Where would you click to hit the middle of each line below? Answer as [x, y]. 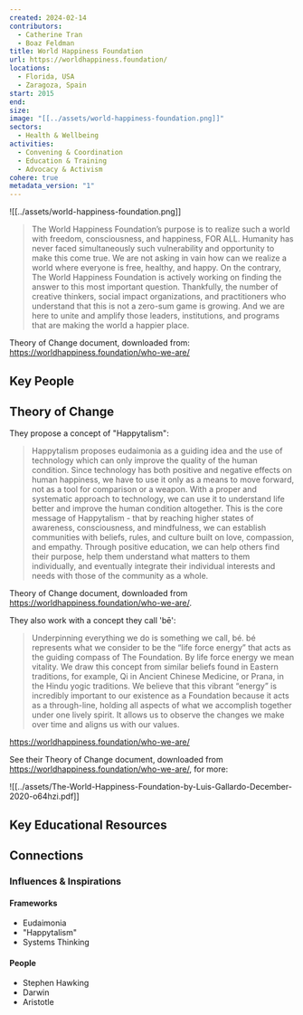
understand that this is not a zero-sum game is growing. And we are [158, 306]
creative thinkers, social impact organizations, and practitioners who [159, 297]
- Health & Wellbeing [58, 136]
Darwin [36, 992]
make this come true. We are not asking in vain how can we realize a [159, 258]
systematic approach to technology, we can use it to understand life [158, 499]
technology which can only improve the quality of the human [144, 460]
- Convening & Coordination [71, 152]
